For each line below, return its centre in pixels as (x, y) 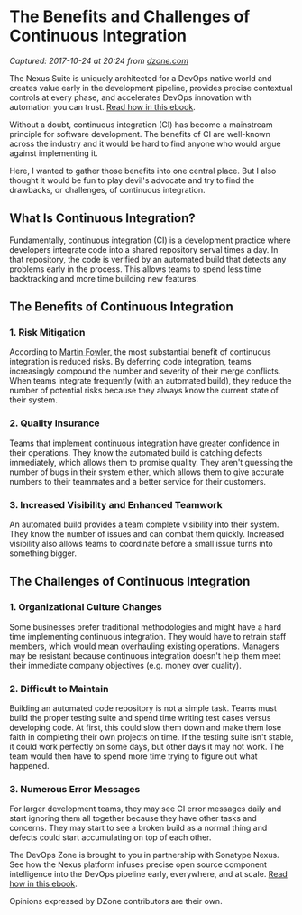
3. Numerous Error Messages (75, 789)
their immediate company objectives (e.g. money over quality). (125, 665)
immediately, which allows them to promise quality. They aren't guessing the (151, 462)
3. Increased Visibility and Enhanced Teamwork (116, 504)
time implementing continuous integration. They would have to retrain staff (148, 636)
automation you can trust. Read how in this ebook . (102, 106)
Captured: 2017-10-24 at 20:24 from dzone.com (99, 60)
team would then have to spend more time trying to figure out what (134, 756)
